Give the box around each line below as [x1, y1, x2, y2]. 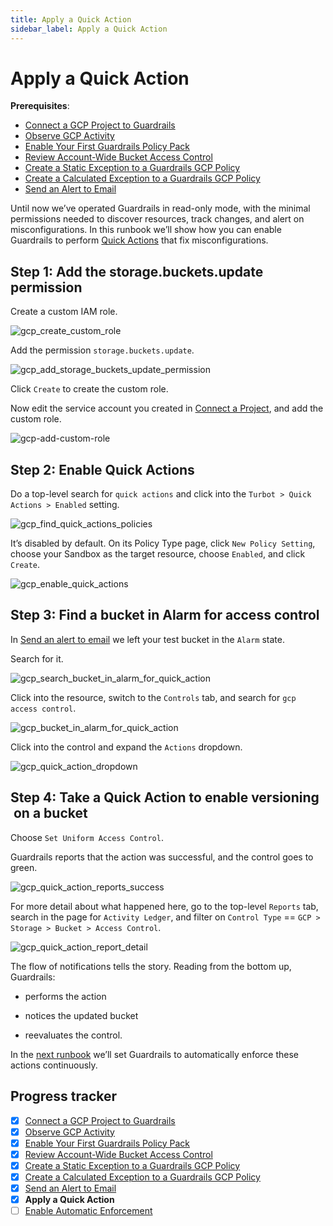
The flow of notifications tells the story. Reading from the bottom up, [10, 960, 292, 972]
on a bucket [13, 805, 88, 822]
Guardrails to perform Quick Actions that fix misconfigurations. [10, 234, 269, 246]
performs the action [24, 990, 107, 1002]
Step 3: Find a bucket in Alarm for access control [10, 607, 320, 624]
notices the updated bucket [24, 1009, 139, 1021]
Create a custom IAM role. [10, 306, 118, 318]
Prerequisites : [10, 100, 70, 112]
